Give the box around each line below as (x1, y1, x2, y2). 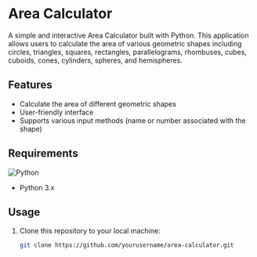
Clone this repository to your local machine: (19, 226, 161, 236)
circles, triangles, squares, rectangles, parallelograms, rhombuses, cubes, (8, 47, 247, 56)
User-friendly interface (19, 107, 94, 117)
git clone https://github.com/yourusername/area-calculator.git (19, 241, 234, 249)
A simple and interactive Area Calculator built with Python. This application (8, 31, 249, 40)
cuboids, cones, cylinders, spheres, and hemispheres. (8, 56, 183, 65)
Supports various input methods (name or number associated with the (19, 115, 246, 125)
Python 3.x (19, 183, 55, 192)
